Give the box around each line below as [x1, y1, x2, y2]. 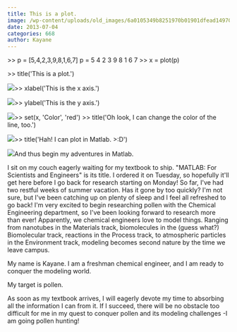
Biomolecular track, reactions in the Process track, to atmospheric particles [7, 230, 226, 240]
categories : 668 [7, 30, 55, 37]
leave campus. [7, 246, 50, 254]
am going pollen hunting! [7, 316, 80, 325]
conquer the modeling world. [7, 267, 92, 276]
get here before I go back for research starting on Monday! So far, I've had [7, 178, 224, 187]
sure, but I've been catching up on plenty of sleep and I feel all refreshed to [7, 193, 226, 202]
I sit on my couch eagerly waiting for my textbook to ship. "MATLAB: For [7, 164, 217, 172]
